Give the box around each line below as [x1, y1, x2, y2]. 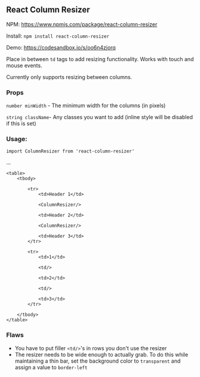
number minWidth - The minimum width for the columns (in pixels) [6, 102, 166, 110]
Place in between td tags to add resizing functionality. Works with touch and [6, 55, 194, 62]
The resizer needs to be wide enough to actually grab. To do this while [14, 351, 189, 358]
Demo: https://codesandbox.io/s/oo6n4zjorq [6, 44, 116, 51]
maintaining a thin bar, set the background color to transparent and [14, 357, 181, 364]
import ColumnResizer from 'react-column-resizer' [6, 148, 135, 154]
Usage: [6, 135, 28, 143]
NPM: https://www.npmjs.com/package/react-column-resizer [6, 20, 158, 28]
